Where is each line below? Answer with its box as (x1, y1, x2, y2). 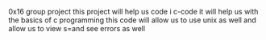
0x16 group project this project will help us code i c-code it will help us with (8, 7, 259, 16)
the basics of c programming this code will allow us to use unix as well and (8, 15, 256, 25)
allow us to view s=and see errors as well (8, 24, 146, 33)
